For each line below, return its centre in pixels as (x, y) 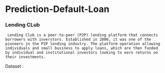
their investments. (26, 57)
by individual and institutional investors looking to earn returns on (81, 53)
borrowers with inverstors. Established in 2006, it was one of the (78, 39)
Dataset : (15, 66)
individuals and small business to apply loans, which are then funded (81, 48)
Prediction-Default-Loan (57, 9)
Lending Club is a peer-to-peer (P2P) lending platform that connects (82, 35)
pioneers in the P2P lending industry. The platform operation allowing (83, 44)
